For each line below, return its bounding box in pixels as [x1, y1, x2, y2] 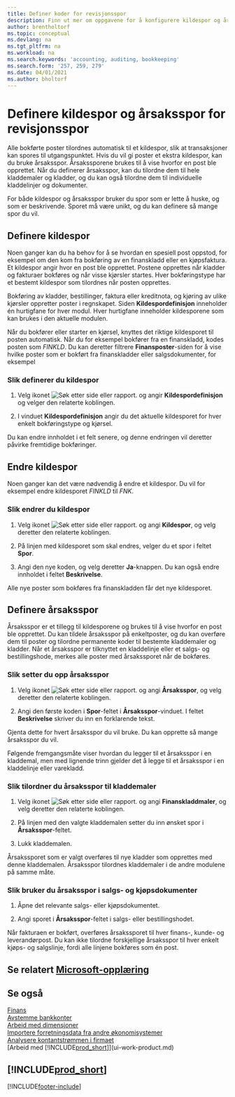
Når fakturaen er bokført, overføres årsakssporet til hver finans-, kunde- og [7, 929, 225, 937]
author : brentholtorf [7, 23, 71, 30]
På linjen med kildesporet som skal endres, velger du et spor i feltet [17, 541, 212, 550]
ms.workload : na [7, 50, 55, 57]
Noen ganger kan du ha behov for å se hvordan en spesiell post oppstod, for [7, 248, 227, 257]
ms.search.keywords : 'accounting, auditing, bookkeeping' [7, 56, 180, 63]
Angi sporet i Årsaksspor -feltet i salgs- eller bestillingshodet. [17, 915, 194, 923]
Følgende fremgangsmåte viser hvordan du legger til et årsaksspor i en [7, 748, 212, 758]
